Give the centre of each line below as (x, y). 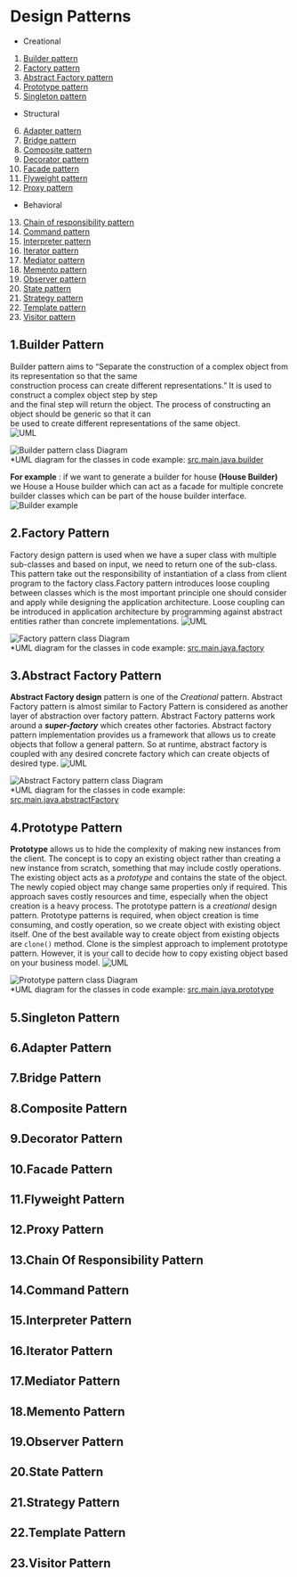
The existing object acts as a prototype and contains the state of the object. (149, 878)
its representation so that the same (74, 375)
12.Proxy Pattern (57, 1230)
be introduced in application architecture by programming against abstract (146, 612)
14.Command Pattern (70, 1290)
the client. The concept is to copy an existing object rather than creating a (145, 858)
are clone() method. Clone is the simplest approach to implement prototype (149, 944)
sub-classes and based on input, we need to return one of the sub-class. (144, 564)
